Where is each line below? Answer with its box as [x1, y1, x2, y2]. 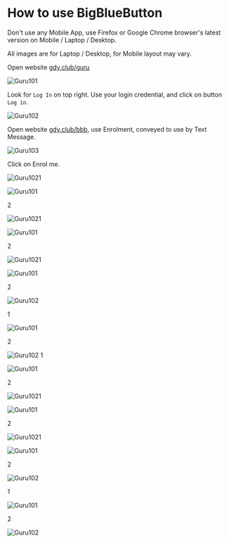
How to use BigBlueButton [7, 5, 163, 21]
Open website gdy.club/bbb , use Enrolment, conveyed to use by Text [7, 125, 207, 133]
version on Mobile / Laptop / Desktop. [7, 35, 117, 44]
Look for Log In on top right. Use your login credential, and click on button [7, 90, 223, 99]
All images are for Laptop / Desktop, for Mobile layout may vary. [7, 49, 192, 58]
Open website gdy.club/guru [7, 63, 90, 71]
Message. [7, 132, 37, 141]
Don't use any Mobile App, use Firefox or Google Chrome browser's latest [7, 28, 221, 37]
